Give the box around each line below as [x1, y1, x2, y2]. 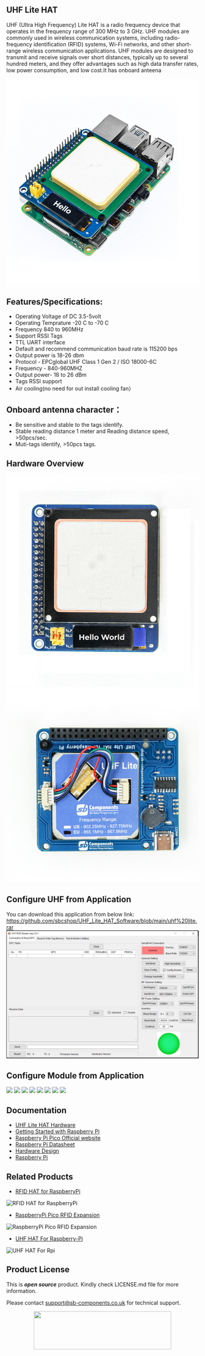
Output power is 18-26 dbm [15, 352, 84, 359]
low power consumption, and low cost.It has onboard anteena [6, 67, 162, 74]
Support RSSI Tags [15, 332, 63, 339]
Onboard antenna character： [6, 404, 122, 415]
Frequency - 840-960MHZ [15, 364, 83, 372]
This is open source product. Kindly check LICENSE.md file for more [6, 1280, 179, 1288]
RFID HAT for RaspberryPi [15, 1187, 81, 1195]
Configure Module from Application [6, 1070, 145, 1081]
